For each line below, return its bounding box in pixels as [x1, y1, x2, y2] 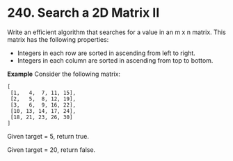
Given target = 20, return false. [7, 145, 96, 154]
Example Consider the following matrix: [7, 70, 120, 78]
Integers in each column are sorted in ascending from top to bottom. [17, 56, 214, 64]
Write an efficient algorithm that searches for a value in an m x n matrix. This [7, 28, 226, 36]
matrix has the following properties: [7, 35, 109, 43]
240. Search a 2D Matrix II [7, 5, 160, 21]
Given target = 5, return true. [7, 132, 89, 140]
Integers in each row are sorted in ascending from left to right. [17, 49, 196, 57]
